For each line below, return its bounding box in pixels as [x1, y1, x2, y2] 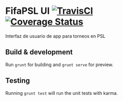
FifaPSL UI [5, 5, 50, 17]
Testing [5, 76, 30, 85]
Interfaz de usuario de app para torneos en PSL [5, 33, 106, 39]
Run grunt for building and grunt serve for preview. [5, 62, 114, 68]
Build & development [5, 48, 73, 56]
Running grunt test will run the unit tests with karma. [5, 90, 118, 96]
